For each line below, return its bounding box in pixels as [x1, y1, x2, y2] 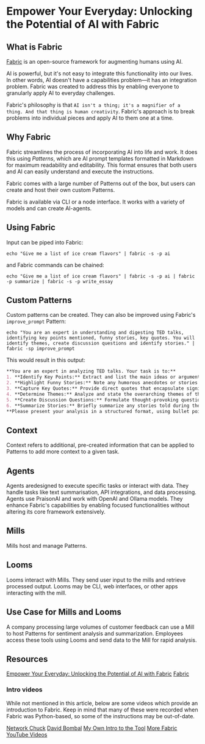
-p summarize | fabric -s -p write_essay [6, 278, 113, 284]
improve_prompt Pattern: [6, 317, 66, 325]
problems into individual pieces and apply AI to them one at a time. [6, 115, 174, 121]
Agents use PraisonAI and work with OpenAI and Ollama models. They [6, 495, 183, 503]
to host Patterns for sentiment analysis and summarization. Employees [6, 629, 184, 637]
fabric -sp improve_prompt [6, 346, 75, 352]
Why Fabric [6, 132, 51, 142]
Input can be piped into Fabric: [6, 238, 84, 246]
